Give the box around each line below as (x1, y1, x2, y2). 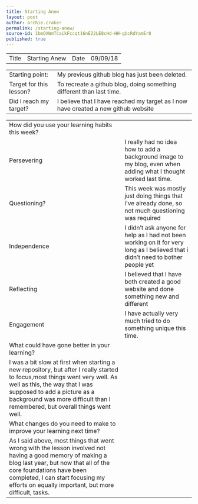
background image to (124, 153, 184, 160)
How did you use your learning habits (9, 121, 113, 129)
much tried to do (124, 317, 170, 325)
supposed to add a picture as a (9, 388, 95, 396)
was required (124, 214, 161, 222)
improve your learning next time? (9, 427, 100, 435)
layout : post (6, 14, 38, 20)
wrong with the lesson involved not (9, 444, 106, 452)
